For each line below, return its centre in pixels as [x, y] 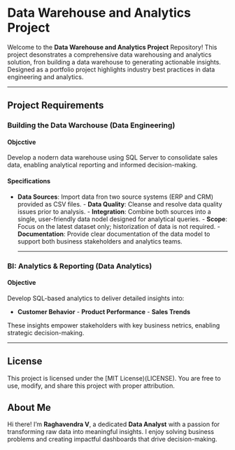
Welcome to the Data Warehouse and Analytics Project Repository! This [112, 47]
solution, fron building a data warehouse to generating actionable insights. [114, 62]
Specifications [29, 181]
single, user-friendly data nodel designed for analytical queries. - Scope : [122, 219]
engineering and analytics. [45, 77]
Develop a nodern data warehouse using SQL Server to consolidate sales [113, 157]
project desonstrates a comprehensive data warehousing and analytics [109, 55]
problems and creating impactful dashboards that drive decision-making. [112, 440]
